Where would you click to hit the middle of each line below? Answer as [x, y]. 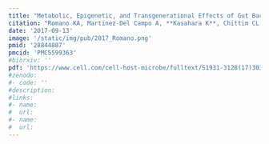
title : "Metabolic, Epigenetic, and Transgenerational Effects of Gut [128, 16]
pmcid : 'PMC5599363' [43, 53]
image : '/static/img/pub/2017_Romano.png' [80, 38]
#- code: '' [28, 82]
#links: [21, 98]
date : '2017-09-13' [41, 30]
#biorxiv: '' [30, 61]
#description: [32, 90]
